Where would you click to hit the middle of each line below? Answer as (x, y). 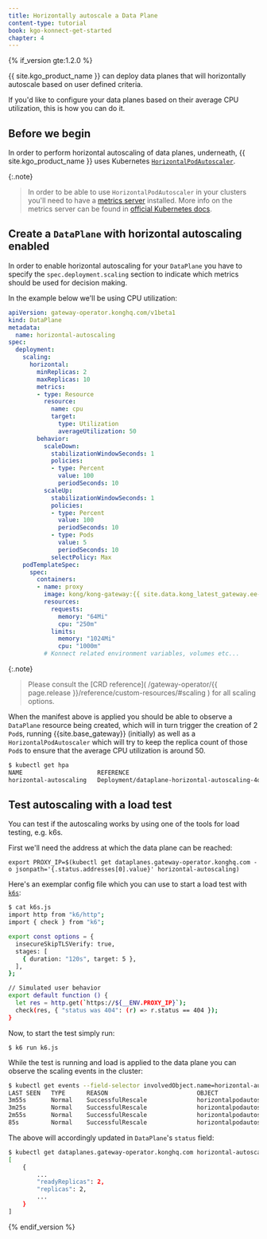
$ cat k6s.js (30, 907)
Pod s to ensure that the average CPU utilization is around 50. (107, 751)
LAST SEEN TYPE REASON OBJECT (113, 1093)
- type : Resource (65, 394)
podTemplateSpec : (51, 564)
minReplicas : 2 (62, 372)
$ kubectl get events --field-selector (74, 1085)
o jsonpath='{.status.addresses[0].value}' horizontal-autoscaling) (124, 870)
